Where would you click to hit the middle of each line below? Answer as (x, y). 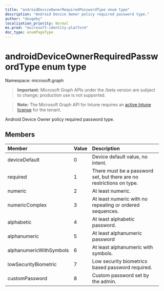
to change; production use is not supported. (61, 95)
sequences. (105, 211)
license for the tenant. (39, 110)
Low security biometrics (120, 261)
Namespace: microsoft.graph (34, 80)
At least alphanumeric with (123, 247)
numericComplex (27, 205)
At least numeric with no (120, 199)
